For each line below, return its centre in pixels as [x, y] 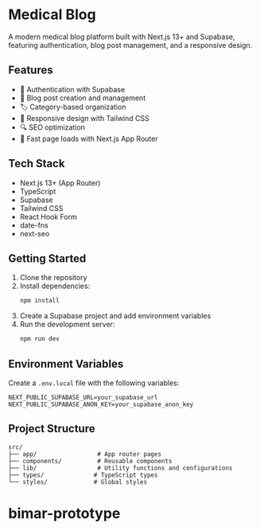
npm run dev [39, 339]
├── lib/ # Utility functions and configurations [120, 468]
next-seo [35, 233]
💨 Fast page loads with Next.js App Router [89, 138]
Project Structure [52, 429]
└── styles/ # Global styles [78, 482]
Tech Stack [37, 164]
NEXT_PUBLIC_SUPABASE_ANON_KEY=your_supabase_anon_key [101, 404]
